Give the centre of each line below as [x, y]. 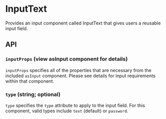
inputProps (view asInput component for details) [67, 59]
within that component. [30, 81]
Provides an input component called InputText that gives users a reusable [83, 23]
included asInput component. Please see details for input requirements [80, 76]
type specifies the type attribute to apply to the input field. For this [75, 105]
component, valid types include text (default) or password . [67, 111]
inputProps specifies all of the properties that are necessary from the [78, 70]
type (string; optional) [33, 94]
